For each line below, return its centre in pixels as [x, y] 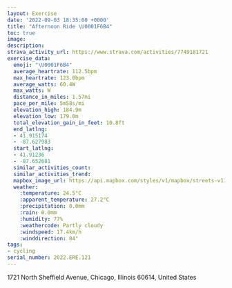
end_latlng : [31, 129]
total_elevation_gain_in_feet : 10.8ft [69, 123]
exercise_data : [29, 59]
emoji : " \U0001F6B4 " [43, 65]
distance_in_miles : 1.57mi [52, 97]
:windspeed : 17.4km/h [50, 232]
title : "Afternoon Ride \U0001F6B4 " [60, 26]
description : [26, 46]
